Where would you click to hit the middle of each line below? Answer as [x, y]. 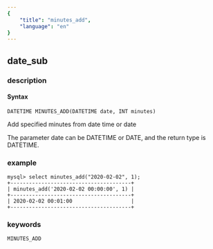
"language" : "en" [45, 26]
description [27, 80]
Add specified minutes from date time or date [72, 124]
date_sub [28, 60]
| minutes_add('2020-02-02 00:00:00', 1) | [71, 189]
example [22, 163]
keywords [24, 224]
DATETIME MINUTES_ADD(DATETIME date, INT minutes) [82, 111]
